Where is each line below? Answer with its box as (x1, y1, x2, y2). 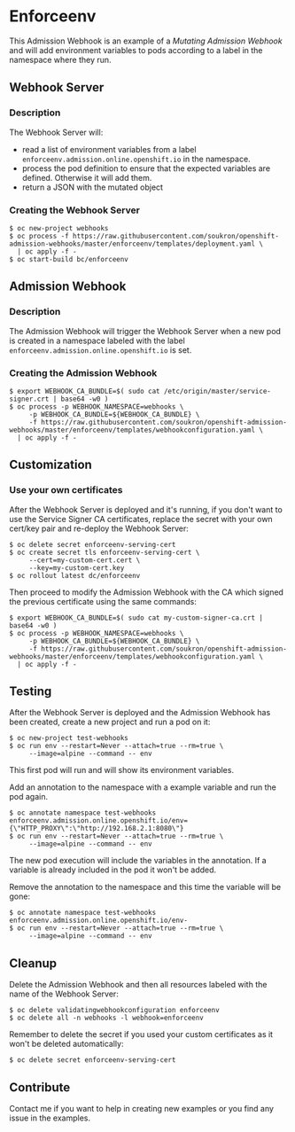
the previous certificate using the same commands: (9, 596, 197, 606)
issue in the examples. (9, 1112, 91, 1123)
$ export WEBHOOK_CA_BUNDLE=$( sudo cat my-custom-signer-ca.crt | (9, 613, 264, 622)
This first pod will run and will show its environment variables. (9, 765, 235, 776)
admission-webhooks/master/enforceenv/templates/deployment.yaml (9, 239, 255, 248)
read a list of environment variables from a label (21, 144, 197, 154)
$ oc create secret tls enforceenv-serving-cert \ (9, 548, 200, 557)
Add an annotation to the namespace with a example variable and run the (9, 782, 276, 792)
